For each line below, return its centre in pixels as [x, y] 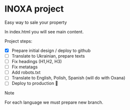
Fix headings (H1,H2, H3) [37, 62]
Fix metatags [25, 67]
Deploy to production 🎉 [35, 83]
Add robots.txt [26, 72]
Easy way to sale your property [36, 22]
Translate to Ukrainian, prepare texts [48, 56]
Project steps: [19, 41]
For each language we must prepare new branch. [54, 102]
